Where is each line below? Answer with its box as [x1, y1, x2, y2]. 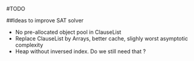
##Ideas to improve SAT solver [6, 17, 84, 24]
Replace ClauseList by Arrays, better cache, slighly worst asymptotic [15, 35, 188, 42]
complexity [15, 42, 44, 48]
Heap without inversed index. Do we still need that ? [15, 48, 146, 55]
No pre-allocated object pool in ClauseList [15, 28, 121, 36]
